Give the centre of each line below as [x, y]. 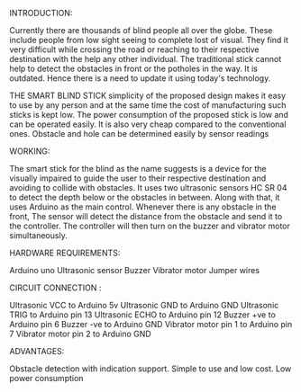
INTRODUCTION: [41, 13]
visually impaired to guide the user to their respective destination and [138, 178]
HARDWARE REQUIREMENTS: [65, 253]
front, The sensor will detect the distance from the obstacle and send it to [146, 216]
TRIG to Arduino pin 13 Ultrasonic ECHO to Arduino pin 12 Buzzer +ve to [143, 315]
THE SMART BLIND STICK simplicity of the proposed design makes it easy [148, 95]
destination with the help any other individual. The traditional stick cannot [146, 59]
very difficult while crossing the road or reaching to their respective [134, 49]
